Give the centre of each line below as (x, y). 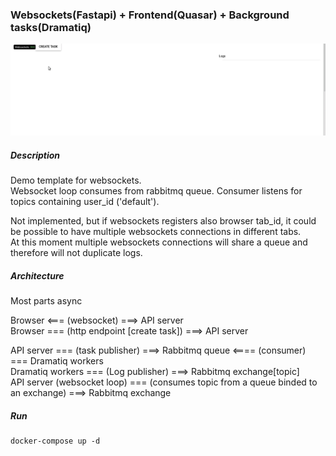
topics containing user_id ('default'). (85, 202)
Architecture (37, 275)
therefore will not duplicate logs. (76, 253)
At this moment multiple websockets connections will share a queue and (159, 242)
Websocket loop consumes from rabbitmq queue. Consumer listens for (156, 191)
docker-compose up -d (55, 441)
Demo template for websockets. (76, 180)
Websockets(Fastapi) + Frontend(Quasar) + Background (150, 15)
